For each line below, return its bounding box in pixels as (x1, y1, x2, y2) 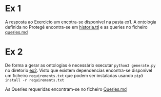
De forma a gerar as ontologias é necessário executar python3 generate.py (5, 62, 156, 68)
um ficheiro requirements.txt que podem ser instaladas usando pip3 (5, 72, 143, 78)
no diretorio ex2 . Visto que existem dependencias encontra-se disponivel (5, 67, 153, 73)
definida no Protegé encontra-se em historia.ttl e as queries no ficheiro (5, 24, 148, 30)
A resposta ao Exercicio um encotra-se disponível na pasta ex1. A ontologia (5, 19, 157, 25)
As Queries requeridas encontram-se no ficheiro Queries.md (5, 86, 127, 92)
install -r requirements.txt (5, 78, 64, 82)
